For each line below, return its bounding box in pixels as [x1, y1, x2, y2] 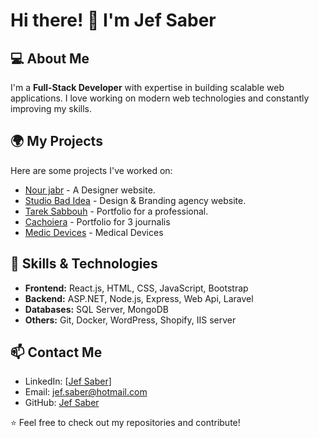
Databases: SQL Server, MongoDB [24, 303, 169, 315]
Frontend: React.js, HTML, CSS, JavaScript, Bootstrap [24, 282, 249, 294]
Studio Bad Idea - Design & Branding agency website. [24, 194, 247, 206]
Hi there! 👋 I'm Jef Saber [10, 9, 217, 32]
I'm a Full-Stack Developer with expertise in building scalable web [10, 82, 285, 93]
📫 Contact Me [10, 344, 103, 361]
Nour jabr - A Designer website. [24, 184, 156, 196]
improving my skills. [10, 103, 92, 114]
